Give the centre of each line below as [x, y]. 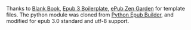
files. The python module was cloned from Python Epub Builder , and [90, 15]
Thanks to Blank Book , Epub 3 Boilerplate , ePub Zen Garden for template [95, 9]
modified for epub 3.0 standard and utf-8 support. [68, 21]
